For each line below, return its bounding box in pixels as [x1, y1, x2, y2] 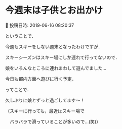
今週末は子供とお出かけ [5, 5, 103, 16]
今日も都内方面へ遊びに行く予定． [5, 76, 76, 82]
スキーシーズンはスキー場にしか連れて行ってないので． [5, 54, 120, 60]
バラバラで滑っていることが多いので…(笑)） [9, 118, 101, 124]
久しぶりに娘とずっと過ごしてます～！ [5, 97, 85, 103]
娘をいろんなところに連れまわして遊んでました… [5, 65, 106, 71]
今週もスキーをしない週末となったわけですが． [5, 43, 103, 49]
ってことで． [5, 86, 32, 92]
